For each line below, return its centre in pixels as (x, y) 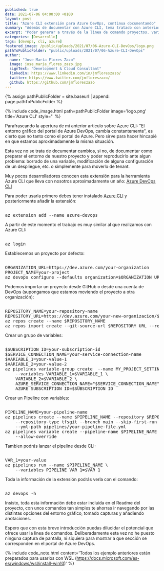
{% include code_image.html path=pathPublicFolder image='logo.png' (76, 111)
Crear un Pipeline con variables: (37, 398)
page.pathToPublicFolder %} (34, 101)
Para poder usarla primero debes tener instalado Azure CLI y (66, 196)
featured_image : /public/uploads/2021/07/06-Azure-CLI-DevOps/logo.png (79, 46)
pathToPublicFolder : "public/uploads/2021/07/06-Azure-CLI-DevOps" (75, 50)
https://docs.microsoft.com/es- (108, 558)
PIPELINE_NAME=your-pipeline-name (46, 412)
